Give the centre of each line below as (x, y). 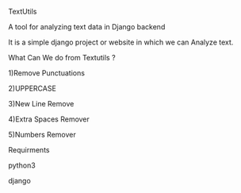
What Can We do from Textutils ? (62, 58)
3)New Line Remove (41, 104)
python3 (22, 165)
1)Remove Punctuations (47, 73)
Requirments (29, 150)
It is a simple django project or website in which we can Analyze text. (121, 42)
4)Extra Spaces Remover (49, 119)
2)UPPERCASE (33, 88)
